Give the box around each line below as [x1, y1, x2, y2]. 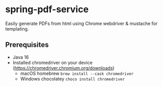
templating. [5, 25, 29, 32]
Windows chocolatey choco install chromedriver [20, 75, 125, 82]
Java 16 [12, 54, 29, 60]
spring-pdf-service [5, 4, 89, 15]
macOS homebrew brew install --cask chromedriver [20, 70, 134, 76]
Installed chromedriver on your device [12, 60, 93, 66]
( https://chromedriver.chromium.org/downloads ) [12, 65, 115, 71]
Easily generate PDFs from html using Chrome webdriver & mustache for [5, 20, 158, 26]
